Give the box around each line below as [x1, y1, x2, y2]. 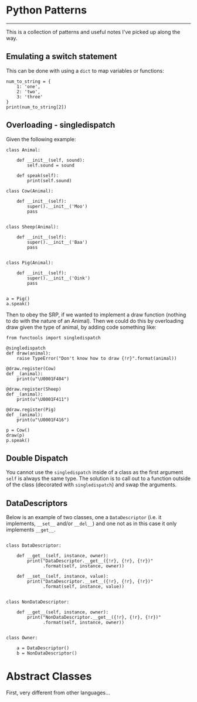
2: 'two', [16, 88, 41, 94]
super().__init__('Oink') [27, 275, 91, 281]
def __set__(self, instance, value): [16, 574, 109, 580]
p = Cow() [6, 427, 30, 433]
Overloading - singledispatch [6, 120, 116, 130]
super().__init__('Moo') [27, 203, 88, 209]
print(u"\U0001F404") [16, 376, 69, 381]
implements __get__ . [6, 526, 56, 533]
